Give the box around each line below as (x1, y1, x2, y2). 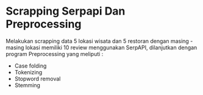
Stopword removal (14, 75, 61, 82)
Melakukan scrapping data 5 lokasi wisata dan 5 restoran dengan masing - (5, 37, 193, 44)
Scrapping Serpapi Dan (5, 4, 126, 18)
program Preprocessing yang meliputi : (5, 50, 104, 57)
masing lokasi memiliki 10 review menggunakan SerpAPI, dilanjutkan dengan (5, 44, 198, 51)
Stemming (14, 81, 41, 89)
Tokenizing (14, 68, 43, 76)
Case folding (14, 62, 47, 69)
